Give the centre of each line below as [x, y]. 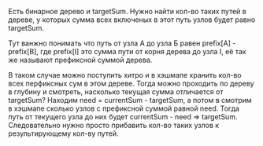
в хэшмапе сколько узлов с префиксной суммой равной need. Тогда [124, 108]
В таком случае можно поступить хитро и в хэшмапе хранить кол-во [125, 75]
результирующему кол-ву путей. [64, 133]
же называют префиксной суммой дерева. [80, 60]
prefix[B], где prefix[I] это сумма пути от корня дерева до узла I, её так [127, 51]
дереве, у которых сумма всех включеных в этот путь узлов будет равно [132, 20]
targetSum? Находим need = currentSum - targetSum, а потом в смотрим [130, 100]
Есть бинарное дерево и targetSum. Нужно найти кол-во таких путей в [127, 11]
